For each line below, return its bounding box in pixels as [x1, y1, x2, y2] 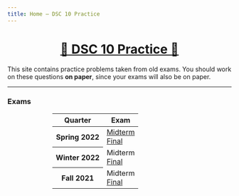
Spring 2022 [55, 132, 100, 142]
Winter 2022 [55, 153, 100, 163]
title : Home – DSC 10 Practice [7, 10, 100, 18]
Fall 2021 [61, 173, 95, 183]
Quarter [63, 115, 92, 125]
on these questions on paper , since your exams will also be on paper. [7, 72, 211, 81]
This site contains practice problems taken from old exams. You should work [7, 65, 232, 73]
